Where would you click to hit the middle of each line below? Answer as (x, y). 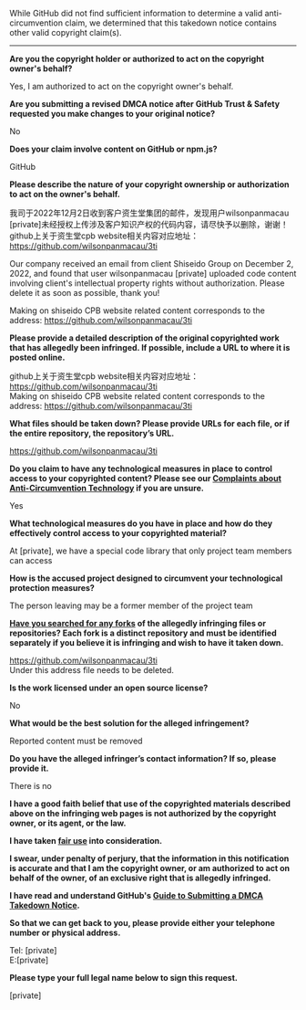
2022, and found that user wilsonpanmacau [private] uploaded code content (153, 274)
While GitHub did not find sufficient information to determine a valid (136, 13)
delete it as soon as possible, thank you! (85, 293)
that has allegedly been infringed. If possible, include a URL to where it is (150, 347)
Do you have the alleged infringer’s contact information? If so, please (143, 758)
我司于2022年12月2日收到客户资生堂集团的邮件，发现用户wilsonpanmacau (149, 213)
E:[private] (29, 960)
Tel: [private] (33, 950)
